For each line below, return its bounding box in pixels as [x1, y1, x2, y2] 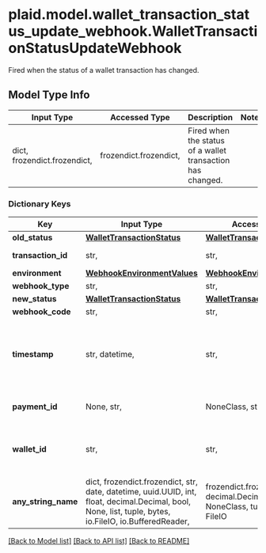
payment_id [12, 401, 58, 412]
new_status [12, 294, 57, 305]
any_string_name [12, 496, 78, 507]
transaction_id [12, 250, 68, 261]
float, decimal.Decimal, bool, [85, 496, 192, 507]
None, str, [85, 401, 123, 412]
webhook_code [12, 306, 71, 317]
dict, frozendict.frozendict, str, [85, 476, 198, 487]
